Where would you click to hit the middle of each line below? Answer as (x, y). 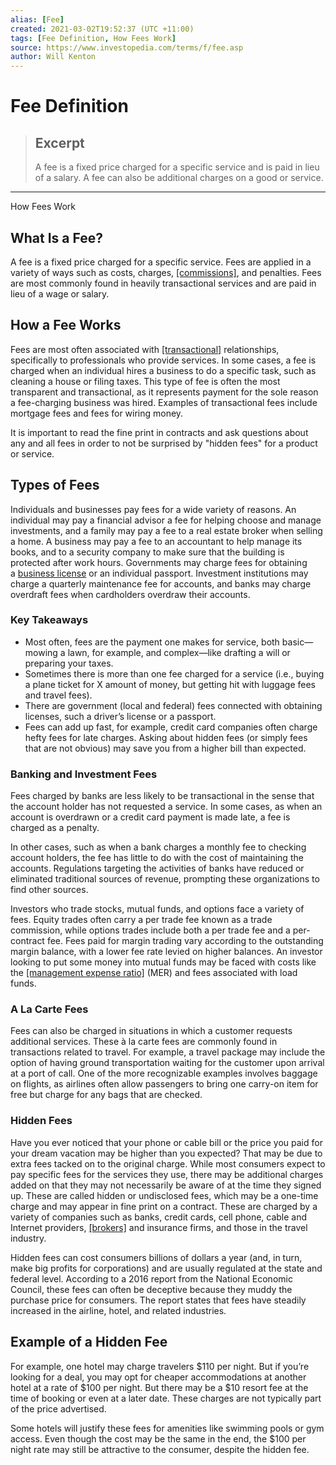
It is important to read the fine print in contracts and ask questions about (159, 432)
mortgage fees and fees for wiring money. (97, 413)
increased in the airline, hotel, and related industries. (118, 1310)
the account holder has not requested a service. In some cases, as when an (166, 807)
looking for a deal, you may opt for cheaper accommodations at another (158, 1377)
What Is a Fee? (57, 237)
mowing (41, 652)
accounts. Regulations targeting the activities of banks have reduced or (157, 868)
